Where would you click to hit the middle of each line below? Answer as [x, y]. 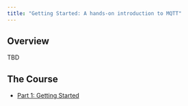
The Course [32, 79]
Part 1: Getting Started [48, 96]
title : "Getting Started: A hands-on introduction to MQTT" [95, 13]
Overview [28, 41]
